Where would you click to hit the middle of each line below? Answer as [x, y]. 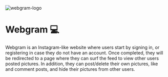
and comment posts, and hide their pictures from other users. [70, 69]
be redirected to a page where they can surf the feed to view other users [82, 58]
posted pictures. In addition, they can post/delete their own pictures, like [82, 64]
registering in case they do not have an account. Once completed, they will [84, 53]
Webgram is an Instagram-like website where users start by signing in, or [82, 47]
